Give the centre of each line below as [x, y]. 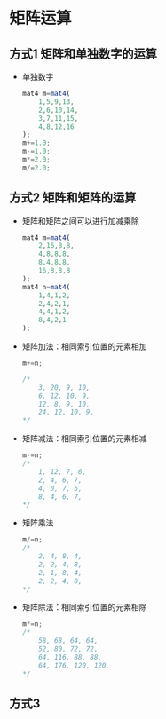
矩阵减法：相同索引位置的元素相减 [84, 439]
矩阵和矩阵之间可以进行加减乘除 [80, 221]
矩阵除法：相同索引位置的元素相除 [84, 607]
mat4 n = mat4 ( [46, 287]
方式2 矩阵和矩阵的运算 [73, 198]
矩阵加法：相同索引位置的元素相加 [84, 346]
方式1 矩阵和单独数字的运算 [83, 54]
